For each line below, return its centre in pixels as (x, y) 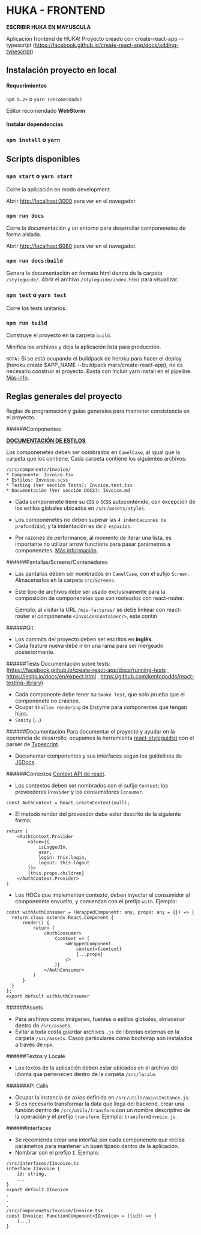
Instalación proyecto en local (61, 70)
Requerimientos (26, 85)
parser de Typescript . (33, 744)
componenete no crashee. (47, 701)
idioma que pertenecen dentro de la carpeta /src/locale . (86, 1074)
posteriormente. (35, 652)
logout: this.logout (64, 863)
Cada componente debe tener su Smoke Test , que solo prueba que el (100, 694)
